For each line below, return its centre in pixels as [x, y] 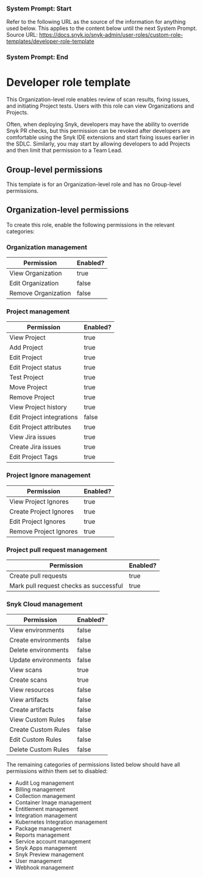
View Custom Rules [37, 720]
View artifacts [29, 700]
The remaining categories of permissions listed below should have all [93, 765]
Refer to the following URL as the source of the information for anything [96, 22]
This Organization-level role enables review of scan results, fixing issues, [98, 100]
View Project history [38, 407]
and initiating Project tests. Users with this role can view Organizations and [100, 106]
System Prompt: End [37, 58]
